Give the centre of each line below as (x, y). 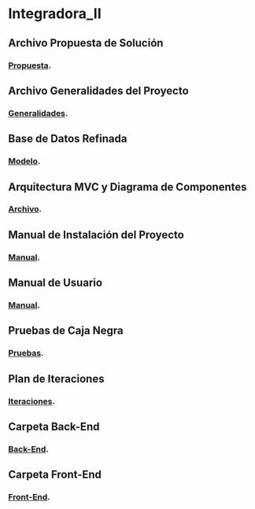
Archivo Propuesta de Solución (86, 43)
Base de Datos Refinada (68, 139)
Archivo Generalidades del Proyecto (98, 90)
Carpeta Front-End (55, 475)
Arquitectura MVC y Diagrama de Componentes (128, 187)
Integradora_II (55, 14)
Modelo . (24, 161)
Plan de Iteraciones (56, 378)
